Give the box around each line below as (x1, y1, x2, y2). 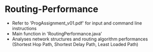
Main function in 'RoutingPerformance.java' (12, 30, 102, 36)
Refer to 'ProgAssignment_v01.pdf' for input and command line (12, 20, 142, 26)
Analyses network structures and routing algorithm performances (12, 36, 148, 42)
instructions (12, 25, 37, 31)
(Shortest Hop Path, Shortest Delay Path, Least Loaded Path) (12, 41, 139, 47)
